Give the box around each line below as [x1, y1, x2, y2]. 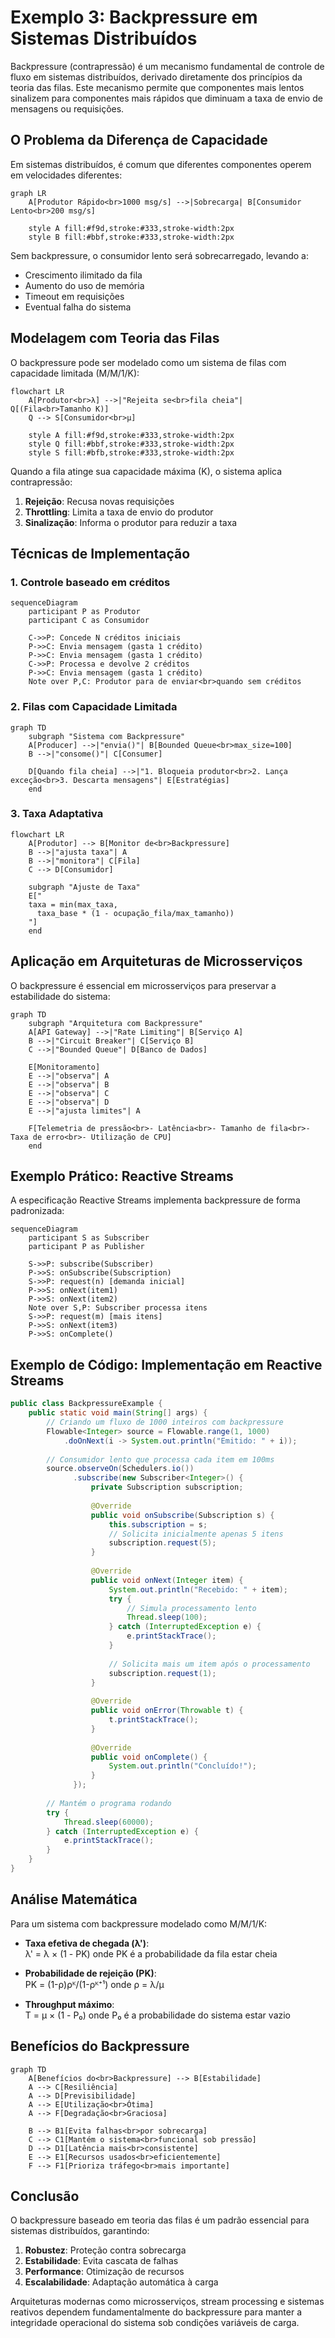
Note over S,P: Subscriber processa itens [28, 1303, 208, 1313]
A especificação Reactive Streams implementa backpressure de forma [10, 1194, 301, 1206]
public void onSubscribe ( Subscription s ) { [90, 1510, 275, 1520]
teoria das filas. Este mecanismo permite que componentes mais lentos [10, 81, 305, 93]
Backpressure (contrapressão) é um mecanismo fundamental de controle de [10, 60, 325, 72]
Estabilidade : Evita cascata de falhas [24, 2255, 179, 2267]
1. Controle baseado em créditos [10, 575, 171, 589]
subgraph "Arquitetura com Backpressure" [28, 1018, 203, 1028]
